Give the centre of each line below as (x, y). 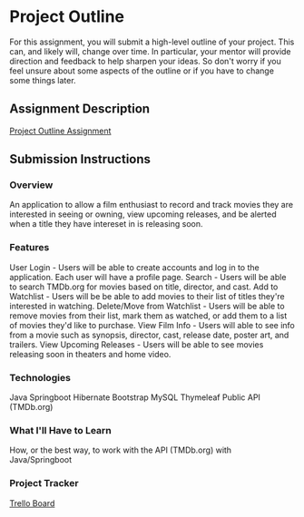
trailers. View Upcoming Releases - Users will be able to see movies (137, 344)
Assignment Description (80, 109)
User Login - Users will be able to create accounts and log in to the (135, 267)
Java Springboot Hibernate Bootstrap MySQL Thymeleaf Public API (135, 397)
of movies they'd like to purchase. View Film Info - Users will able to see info (152, 325)
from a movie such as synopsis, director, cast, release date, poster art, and (149, 335)
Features (29, 248)
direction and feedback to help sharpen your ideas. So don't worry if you (145, 61)
